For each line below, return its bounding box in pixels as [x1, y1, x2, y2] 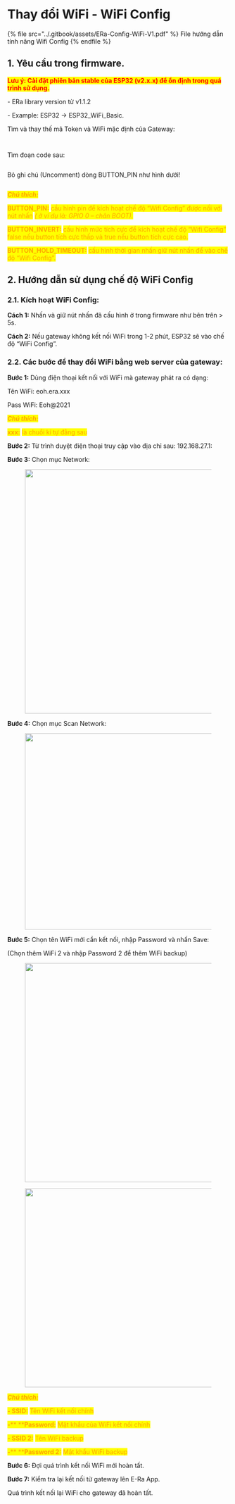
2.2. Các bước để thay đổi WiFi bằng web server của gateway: [7, 357, 223, 367]
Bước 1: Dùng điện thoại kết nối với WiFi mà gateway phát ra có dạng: [7, 373, 209, 382]
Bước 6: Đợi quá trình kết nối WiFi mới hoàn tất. [7, 1461, 144, 1469]
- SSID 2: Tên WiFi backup [7, 1434, 84, 1442]
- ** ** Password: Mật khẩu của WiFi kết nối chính [7, 1420, 151, 1429]
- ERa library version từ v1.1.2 [7, 97, 91, 106]
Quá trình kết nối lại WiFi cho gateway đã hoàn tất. [7, 1489, 153, 1497]
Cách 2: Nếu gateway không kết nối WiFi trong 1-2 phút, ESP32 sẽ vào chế [7, 332, 224, 341]
